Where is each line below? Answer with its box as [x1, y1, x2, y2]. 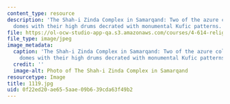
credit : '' [13, 61, 44, 68]
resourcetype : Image [7, 73, 66, 81]
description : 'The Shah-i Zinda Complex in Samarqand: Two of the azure [7, 16, 219, 23]
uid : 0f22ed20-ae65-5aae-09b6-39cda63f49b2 [7, 86, 133, 93]
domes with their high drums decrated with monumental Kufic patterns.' [13, 23, 225, 29]
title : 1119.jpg [7, 80, 53, 87]
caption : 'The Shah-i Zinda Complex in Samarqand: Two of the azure [13, 49, 213, 55]
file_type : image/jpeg [7, 36, 72, 42]
